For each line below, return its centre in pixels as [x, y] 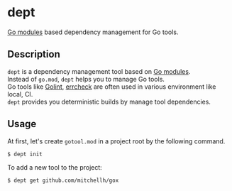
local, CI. [20, 94]
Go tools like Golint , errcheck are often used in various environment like [112, 87]
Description [34, 54]
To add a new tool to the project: [55, 168]
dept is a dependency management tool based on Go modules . [99, 71]
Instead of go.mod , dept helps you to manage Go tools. [86, 79]
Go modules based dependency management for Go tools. [93, 32]
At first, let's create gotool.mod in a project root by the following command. [116, 141]
